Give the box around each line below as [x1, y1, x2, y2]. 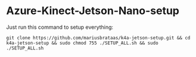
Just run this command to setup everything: [6, 24, 114, 31]
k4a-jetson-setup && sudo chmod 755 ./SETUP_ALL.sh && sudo [6, 40, 159, 46]
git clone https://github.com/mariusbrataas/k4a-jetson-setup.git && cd [6, 35, 191, 41]
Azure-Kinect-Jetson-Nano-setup [6, 4, 180, 18]
